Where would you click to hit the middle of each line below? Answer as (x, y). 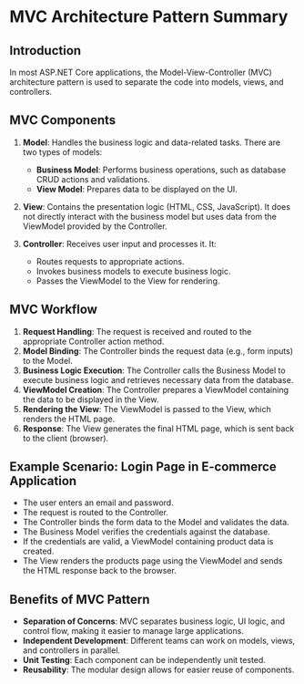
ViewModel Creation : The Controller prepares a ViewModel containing (156, 389)
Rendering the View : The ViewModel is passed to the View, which (147, 409)
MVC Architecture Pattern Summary (149, 17)
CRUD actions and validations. (93, 179)
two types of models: (62, 151)
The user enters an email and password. (98, 503)
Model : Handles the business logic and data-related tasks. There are (151, 142)
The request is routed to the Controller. (95, 513)
